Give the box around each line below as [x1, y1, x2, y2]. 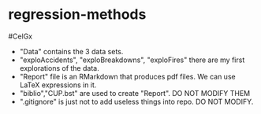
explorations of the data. [19, 63, 100, 72]
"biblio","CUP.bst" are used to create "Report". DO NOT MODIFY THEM [19, 88, 251, 97]
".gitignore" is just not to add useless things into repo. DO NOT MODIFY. [19, 97, 254, 106]
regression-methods [8, 6, 147, 24]
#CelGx [8, 31, 33, 41]
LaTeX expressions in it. [19, 80, 97, 90]
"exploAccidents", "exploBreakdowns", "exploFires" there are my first [19, 55, 245, 64]
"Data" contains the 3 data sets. [19, 46, 124, 56]
